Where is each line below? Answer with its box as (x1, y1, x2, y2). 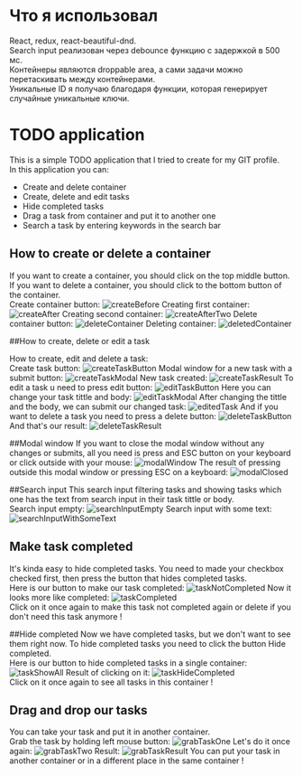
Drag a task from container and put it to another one (22, 210, 216, 221)
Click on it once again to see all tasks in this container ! (9, 677, 214, 687)
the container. (9, 289, 61, 300)
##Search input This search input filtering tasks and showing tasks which (9, 484, 282, 495)
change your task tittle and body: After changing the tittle (9, 391, 287, 402)
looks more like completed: (9, 592, 110, 602)
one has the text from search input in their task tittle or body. (9, 493, 234, 504)
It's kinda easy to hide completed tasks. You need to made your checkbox (9, 563, 284, 574)
